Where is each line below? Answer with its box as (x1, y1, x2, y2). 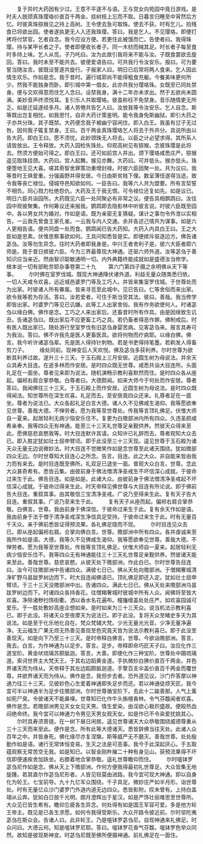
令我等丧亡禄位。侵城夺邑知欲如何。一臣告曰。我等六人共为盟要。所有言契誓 (6, 179, 197, 187)
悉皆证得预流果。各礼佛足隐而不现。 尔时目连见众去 (48, 521, 188, 527)
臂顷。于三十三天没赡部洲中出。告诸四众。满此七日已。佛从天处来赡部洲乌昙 (6, 581, 197, 588)
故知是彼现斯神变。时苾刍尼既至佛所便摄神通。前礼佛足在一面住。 (16, 831, 181, 839)
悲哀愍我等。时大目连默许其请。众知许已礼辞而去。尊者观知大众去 (32, 430, 197, 437)
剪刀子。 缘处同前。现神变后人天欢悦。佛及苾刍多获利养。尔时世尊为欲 (6, 346, 193, 353)
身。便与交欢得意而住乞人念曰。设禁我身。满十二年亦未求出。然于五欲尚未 (6, 89, 192, 96)
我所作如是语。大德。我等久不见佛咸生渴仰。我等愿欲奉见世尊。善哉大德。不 (6, 536, 197, 543)
